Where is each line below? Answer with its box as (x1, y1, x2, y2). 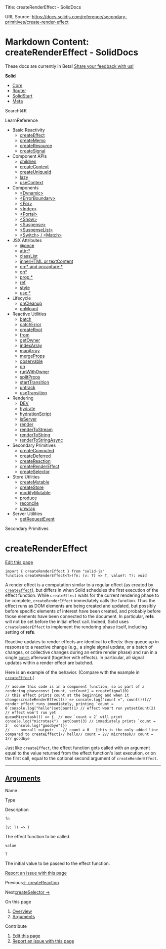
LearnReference (5, 117, 38, 123)
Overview (12, 908, 32, 914)
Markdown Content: (5, 37, 89, 47)
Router (12, 88, 26, 94)
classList (19, 253, 38, 259)
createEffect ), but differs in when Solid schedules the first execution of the (5, 587, 159, 593)
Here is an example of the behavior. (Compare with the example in (5, 669, 140, 675)
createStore (19, 484, 44, 490)
